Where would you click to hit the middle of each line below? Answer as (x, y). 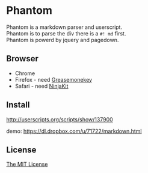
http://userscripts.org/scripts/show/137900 (60, 119)
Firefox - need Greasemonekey (53, 79)
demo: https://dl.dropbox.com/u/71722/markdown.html (74, 131)
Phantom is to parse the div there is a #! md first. (66, 33)
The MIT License (27, 164)
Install (18, 105)
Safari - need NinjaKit (42, 86)
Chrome (25, 73)
